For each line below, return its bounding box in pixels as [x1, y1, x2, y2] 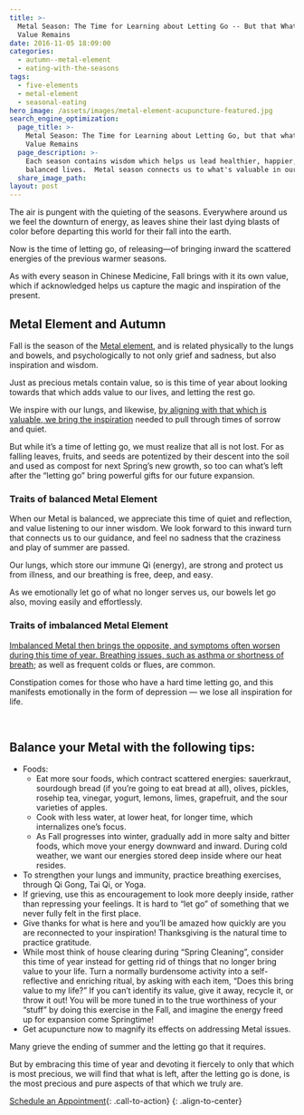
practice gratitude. [22, 937, 92, 948]
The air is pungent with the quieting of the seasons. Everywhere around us [9, 207, 288, 218]
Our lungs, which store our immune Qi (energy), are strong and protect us [9, 559, 284, 571]
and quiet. [9, 423, 47, 434]
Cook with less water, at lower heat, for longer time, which [35, 812, 253, 823]
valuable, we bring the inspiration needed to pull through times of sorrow [9, 413, 281, 424]
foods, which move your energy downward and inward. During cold [35, 840, 288, 852]
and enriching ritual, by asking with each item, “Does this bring [60, 975, 294, 986]
